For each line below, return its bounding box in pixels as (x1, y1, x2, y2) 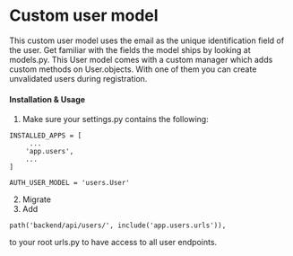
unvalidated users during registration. (9, 73, 148, 84)
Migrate (22, 194, 52, 205)
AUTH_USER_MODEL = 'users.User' (9, 179, 130, 188)
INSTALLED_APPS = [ (9, 131, 82, 140)
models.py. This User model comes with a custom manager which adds (9, 54, 273, 65)
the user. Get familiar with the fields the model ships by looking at (9, 44, 251, 55)
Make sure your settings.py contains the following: (22, 114, 209, 125)
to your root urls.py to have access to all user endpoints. (9, 237, 218, 248)
